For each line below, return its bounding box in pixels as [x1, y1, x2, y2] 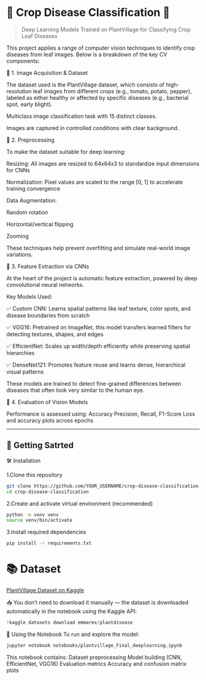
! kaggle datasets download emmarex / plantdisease [6, 619, 133, 626]
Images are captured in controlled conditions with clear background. [6, 124, 179, 131]
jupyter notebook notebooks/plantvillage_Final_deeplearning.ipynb [6, 642, 183, 649]
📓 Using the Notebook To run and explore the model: [6, 630, 140, 638]
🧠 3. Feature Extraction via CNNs [6, 262, 90, 270]
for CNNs [6, 166, 31, 174]
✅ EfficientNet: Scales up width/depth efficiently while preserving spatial [6, 342, 191, 350]
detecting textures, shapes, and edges [6, 330, 104, 338]
